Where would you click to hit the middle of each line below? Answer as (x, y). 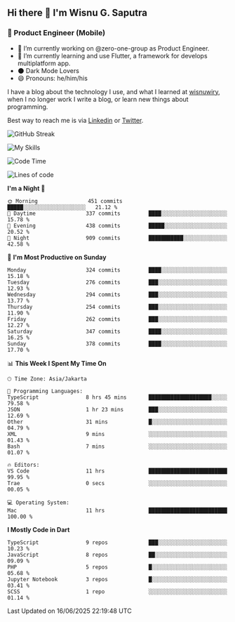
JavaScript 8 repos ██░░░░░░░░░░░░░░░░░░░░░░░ (117, 555)
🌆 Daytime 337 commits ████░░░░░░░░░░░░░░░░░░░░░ (117, 213)
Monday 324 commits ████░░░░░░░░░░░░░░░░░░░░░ (117, 270)
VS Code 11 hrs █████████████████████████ (117, 471)
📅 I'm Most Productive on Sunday (57, 257)
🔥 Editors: (23, 465)
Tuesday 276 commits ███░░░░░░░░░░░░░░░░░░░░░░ (117, 282)
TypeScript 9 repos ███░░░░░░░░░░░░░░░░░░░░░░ (117, 542)
